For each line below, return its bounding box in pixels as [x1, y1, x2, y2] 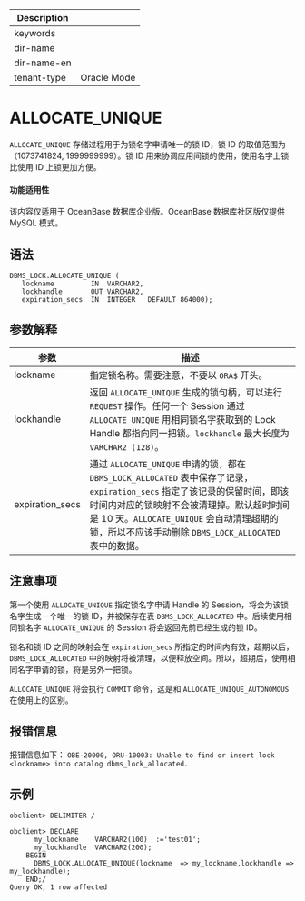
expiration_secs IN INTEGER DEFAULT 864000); [21, 295, 213, 304]
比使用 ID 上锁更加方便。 [9, 161, 102, 172]
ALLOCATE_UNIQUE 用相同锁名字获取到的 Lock [89, 413, 277, 425]
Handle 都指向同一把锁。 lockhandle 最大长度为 [89, 426, 290, 439]
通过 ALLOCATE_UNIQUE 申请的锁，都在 [89, 457, 247, 470]
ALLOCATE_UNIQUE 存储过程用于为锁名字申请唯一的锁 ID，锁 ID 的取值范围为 [9, 138, 286, 149]
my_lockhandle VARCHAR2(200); [33, 843, 152, 853]
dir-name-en [14, 56, 73, 69]
